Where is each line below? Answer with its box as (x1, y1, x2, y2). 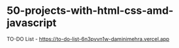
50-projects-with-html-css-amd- (6, 4, 174, 17)
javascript (6, 16, 57, 29)
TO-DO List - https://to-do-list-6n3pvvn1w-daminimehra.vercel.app (6, 35, 170, 42)
